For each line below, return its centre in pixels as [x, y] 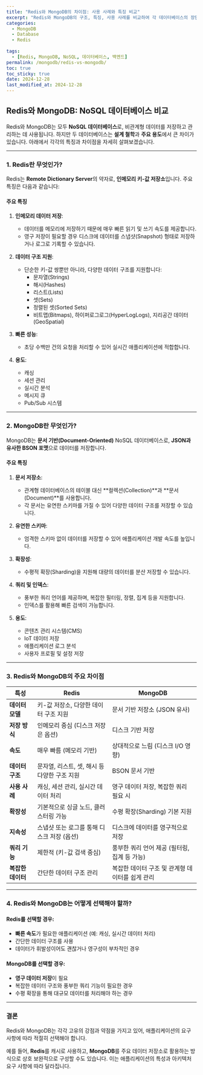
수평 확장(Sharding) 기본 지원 [152, 812]
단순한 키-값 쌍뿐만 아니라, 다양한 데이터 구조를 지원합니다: [93, 270]
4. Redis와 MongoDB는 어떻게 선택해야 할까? [69, 903]
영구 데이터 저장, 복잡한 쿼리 [150, 787]
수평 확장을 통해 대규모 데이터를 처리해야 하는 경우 [74, 993]
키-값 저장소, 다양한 [64, 705]
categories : [21, 23]
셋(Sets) [43, 300]
